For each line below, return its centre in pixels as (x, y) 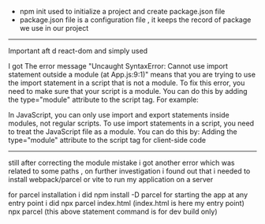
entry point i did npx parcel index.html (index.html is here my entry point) (126, 203)
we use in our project (54, 28)
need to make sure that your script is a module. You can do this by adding (128, 91)
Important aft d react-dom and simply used (78, 51)
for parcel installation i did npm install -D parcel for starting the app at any (128, 195)
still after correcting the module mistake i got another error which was (121, 162)
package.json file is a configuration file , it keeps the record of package (135, 20)
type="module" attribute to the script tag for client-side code (107, 140)
